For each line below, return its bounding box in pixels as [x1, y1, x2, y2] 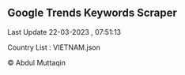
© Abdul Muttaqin [7, 58, 66, 67]
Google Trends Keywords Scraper [7, 6, 177, 20]
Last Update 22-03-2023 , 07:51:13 [7, 27, 122, 36]
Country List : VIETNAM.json [7, 43, 100, 52]
